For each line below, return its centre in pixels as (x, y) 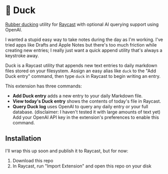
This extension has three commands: (44, 86)
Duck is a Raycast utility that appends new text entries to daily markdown (81, 65)
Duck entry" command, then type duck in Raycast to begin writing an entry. (83, 76)
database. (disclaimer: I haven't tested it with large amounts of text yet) (86, 112)
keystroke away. (22, 56)
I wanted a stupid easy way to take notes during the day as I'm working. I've (84, 39)
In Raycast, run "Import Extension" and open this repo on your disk (82, 166)
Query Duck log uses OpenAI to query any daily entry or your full (80, 106)
